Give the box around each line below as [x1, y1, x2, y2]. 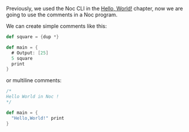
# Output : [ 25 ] [11, 50, 49, 56]
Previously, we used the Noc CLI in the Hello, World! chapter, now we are [6, 5, 184, 12]
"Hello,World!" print [11, 115, 65, 121]
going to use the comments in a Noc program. [6, 11, 118, 18]
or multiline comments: [6, 77, 62, 84]
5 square [11, 55, 33, 61]
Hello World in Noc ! [6, 94, 59, 100]
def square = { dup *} [6, 34, 59, 40]
